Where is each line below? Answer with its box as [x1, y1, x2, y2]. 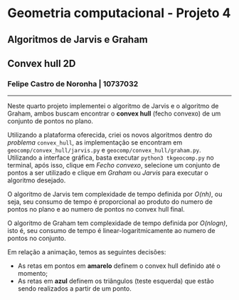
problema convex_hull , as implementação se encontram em [7, 138, 183, 147]
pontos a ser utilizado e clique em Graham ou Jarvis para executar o [7, 169, 208, 177]
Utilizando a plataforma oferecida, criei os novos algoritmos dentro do [7, 130, 213, 140]
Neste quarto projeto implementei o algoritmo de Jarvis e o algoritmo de [7, 102, 219, 110]
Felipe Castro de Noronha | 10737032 [7, 78, 139, 88]
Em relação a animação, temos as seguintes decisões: [7, 248, 166, 257]
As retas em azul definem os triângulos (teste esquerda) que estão [17, 276, 215, 286]
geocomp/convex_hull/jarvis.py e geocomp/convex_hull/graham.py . [7, 146, 201, 155]
